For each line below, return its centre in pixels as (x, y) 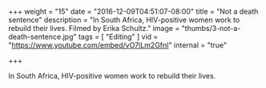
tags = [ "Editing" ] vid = (118, 36)
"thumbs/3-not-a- (211, 28)
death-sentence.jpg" (42, 36)
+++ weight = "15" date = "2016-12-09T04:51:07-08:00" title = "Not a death (133, 11)
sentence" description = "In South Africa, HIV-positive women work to (124, 20)
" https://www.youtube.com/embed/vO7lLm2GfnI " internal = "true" (118, 45)
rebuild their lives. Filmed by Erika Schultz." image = (94, 28)
